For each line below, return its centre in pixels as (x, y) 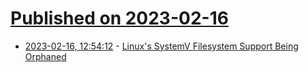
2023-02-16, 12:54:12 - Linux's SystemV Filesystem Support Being (161, 46)
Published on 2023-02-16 (119, 18)
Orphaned (45, 56)
